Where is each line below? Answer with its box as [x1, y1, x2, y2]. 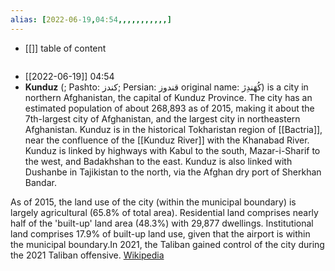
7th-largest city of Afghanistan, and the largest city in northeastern [24, 112, 301, 125]
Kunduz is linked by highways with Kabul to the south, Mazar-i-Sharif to [24, 144, 321, 156]
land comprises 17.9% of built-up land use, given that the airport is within [10, 227, 311, 240]
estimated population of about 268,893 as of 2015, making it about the [24, 102, 315, 114]
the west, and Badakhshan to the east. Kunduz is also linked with [24, 155, 293, 167]
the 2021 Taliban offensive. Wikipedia [10, 249, 165, 261]
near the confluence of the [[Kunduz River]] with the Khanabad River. [24, 134, 310, 146]
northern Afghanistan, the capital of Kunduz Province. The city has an [24, 91, 313, 103]
